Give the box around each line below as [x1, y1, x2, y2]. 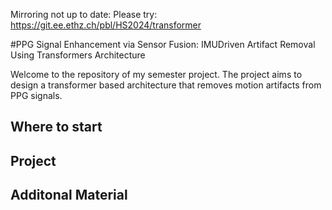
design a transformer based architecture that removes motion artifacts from [10, 79, 322, 91]
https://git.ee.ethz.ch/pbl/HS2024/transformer [10, 19, 202, 31]
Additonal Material [10, 187, 128, 204]
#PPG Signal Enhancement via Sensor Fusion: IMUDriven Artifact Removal [10, 39, 316, 50]
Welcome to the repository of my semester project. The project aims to [10, 69, 303, 80]
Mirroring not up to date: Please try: [10, 9, 158, 20]
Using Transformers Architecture [10, 49, 146, 61]
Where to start [10, 119, 103, 136]
